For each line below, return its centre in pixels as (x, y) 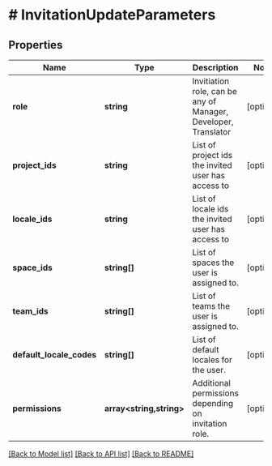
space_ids (32, 267)
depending (212, 403)
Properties (36, 45)
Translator (212, 132)
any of (204, 101)
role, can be (215, 91)
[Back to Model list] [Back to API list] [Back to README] (101, 454)
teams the (211, 306)
